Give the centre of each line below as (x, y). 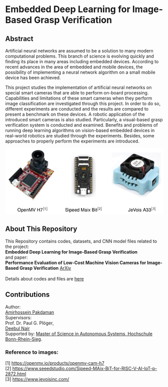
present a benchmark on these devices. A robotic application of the (75, 114)
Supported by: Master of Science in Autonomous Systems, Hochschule (79, 333)
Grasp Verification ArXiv (45, 268)
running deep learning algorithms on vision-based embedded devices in (80, 130)
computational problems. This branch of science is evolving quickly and (80, 56)
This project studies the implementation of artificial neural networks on (78, 87)
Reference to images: (32, 352)
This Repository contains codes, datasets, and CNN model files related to (81, 241)
